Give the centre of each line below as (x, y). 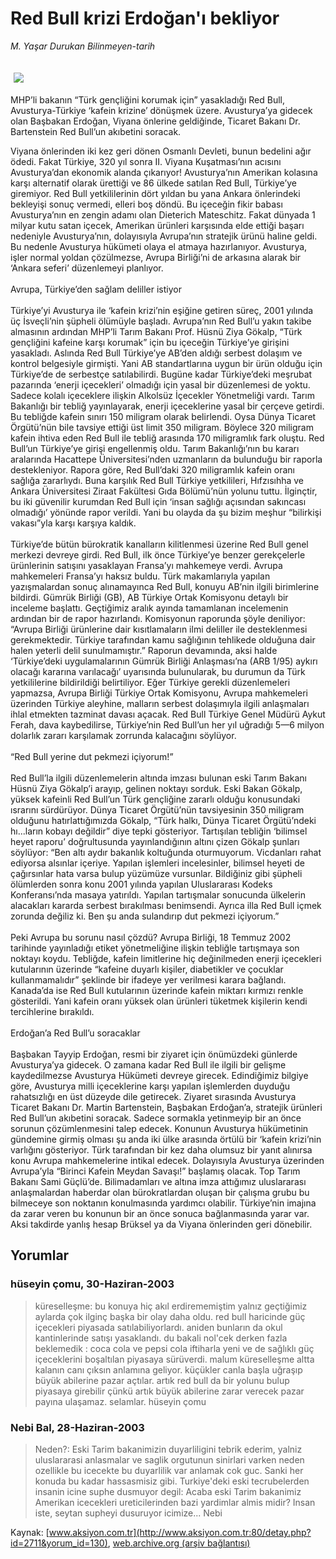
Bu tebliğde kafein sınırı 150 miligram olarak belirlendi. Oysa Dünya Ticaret (163, 416)
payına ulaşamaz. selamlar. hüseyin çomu (120, 1401)
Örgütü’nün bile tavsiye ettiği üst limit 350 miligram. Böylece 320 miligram (162, 427)
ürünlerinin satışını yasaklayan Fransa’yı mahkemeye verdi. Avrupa (146, 565)
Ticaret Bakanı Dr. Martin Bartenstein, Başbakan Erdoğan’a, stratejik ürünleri (166, 1107)
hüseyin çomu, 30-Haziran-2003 (92, 1284)
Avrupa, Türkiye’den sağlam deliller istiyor (96, 289)
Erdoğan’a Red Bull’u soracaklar (75, 1033)
